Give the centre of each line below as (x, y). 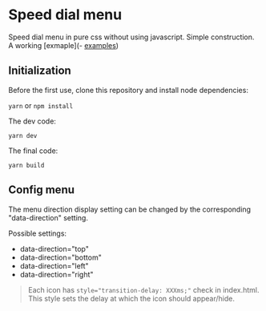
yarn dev (23, 135)
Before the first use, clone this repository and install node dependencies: (128, 90)
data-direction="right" (56, 274)
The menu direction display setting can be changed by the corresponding (129, 209)
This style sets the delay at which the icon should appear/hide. (131, 298)
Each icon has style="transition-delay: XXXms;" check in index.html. (143, 289)
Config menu (41, 190)
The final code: (33, 151)
